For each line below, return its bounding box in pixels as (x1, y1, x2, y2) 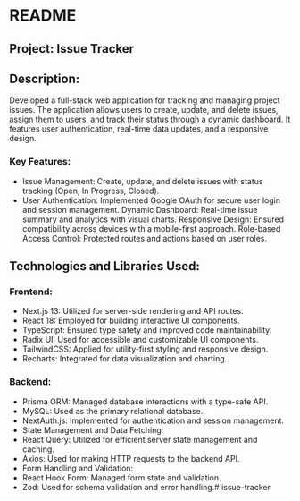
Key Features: (9, 156, 71, 168)
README (9, 5, 77, 26)
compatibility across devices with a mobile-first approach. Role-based (21, 223, 281, 234)
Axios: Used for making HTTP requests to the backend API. (21, 453, 240, 463)
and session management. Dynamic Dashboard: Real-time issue (21, 204, 258, 215)
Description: (9, 71, 80, 86)
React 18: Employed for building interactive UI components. (21, 315, 240, 327)
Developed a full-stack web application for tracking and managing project (9, 95, 280, 106)
